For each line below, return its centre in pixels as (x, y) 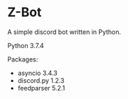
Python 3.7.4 (26, 45)
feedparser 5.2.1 (41, 88)
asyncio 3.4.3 (38, 73)
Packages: (23, 59)
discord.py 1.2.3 (41, 80)
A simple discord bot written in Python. (64, 32)
